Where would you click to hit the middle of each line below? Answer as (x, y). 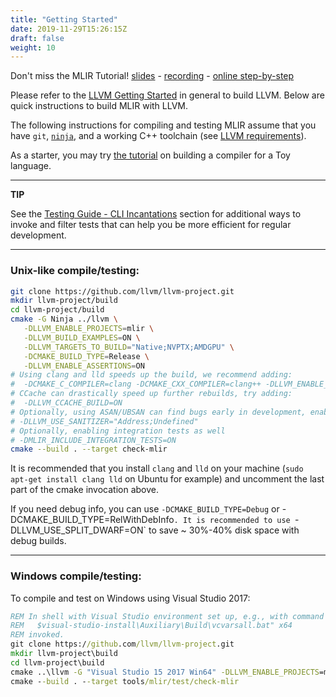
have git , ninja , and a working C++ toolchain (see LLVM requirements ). (158, 136)
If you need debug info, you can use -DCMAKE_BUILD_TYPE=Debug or (145, 509)
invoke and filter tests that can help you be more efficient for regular (151, 225)
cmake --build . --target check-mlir (89, 449)
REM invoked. (37, 635)
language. (31, 166)
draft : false (37, 38)
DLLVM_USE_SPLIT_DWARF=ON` (78, 530)
